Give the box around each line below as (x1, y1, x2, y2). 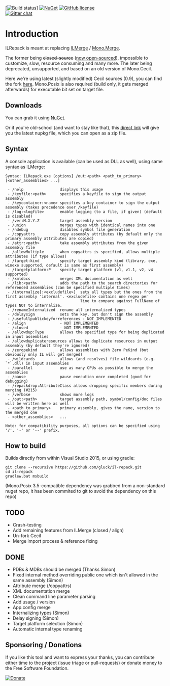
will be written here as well (5, 401, 70, 406)
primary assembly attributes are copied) (5, 236, 94, 241)
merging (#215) (5, 387, 38, 392)
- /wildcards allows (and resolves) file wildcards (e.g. (7, 356, 156, 361)
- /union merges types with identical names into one (7, 222, 156, 228)
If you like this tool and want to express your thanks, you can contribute (5, 654, 155, 660)
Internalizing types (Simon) (12, 610, 70, 616)
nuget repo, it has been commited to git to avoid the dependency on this (5, 488, 156, 494)
